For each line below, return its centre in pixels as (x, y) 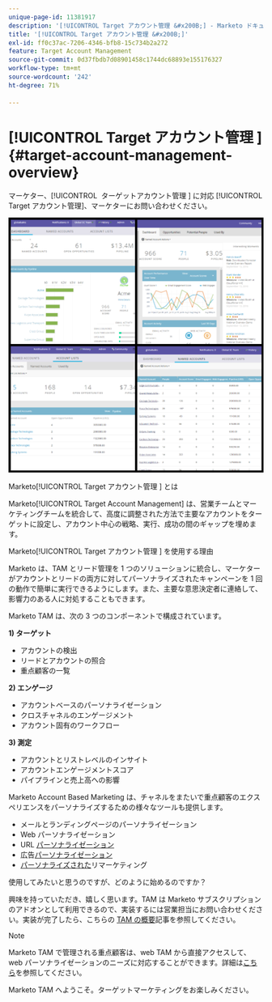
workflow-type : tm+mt (45, 69)
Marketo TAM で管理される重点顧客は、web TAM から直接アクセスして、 (130, 953)
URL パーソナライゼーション (67, 845)
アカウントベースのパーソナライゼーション (91, 705)
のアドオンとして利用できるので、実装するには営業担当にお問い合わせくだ (132, 910)
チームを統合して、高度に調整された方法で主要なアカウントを (146, 514)
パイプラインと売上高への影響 (70, 780)
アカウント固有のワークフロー (70, 725)
